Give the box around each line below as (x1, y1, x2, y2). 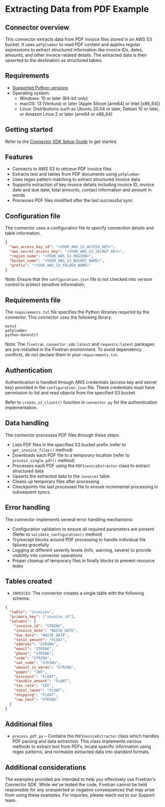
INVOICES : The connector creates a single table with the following (12, 590, 144, 596)
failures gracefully (12, 542, 49, 548)
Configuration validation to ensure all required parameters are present (12, 526, 154, 532)
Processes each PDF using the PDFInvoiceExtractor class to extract (12, 463, 150, 469)
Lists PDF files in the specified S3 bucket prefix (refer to (12, 441, 126, 447)
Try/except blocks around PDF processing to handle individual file (12, 536, 146, 542)
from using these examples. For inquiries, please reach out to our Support (5, 792, 155, 798)
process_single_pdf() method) (12, 457, 75, 463)
